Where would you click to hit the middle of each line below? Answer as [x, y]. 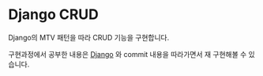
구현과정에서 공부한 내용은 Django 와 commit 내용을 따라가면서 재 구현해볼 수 [128, 54]
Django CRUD [53, 15]
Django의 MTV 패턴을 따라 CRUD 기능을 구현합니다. [89, 37]
